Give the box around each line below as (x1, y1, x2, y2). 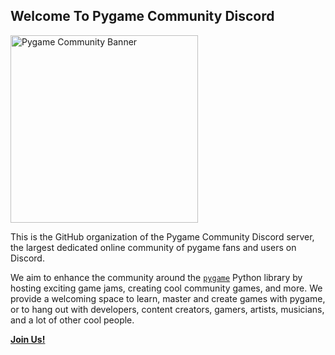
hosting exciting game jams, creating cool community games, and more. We (10, 282, 323, 294)
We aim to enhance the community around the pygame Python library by (10, 271, 303, 283)
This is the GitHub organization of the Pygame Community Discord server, (10, 230, 315, 243)
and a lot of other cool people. (10, 314, 135, 326)
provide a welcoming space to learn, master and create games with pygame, (10, 292, 326, 304)
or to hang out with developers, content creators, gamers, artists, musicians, (10, 303, 325, 315)
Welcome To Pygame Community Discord (10, 8, 275, 25)
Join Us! (10, 333, 46, 345)
